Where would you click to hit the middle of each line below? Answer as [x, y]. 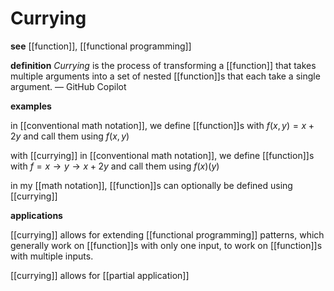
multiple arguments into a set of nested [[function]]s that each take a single [165, 76]
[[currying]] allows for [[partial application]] [100, 275]
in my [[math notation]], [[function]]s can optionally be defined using [151, 185]
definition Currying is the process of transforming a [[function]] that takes [163, 65]
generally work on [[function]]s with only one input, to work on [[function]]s [166, 245]
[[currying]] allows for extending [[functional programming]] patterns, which [167, 234]
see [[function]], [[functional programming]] [101, 46]
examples [31, 106]
